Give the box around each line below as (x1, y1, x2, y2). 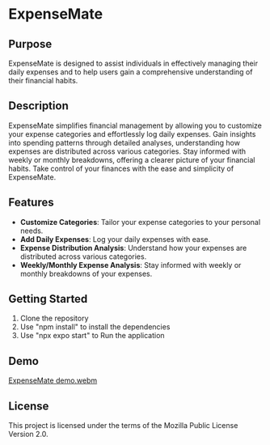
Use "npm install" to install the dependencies (19, 322, 171, 332)
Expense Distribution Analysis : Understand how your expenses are (19, 243, 247, 252)
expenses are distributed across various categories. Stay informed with (8, 146, 247, 156)
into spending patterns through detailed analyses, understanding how (8, 138, 241, 147)
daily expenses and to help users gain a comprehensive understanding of (8, 67, 253, 77)
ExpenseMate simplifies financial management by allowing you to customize (8, 121, 263, 130)
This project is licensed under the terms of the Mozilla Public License (8, 421, 238, 430)
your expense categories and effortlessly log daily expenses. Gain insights (8, 129, 256, 138)
